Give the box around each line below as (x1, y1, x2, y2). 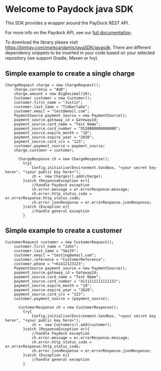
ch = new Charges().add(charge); (31, 174, 103, 179)
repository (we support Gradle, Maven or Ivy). (5, 55, 99, 61)
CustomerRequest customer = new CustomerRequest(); (5, 239, 114, 244)
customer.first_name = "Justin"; (14, 100, 83, 105)
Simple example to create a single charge (5, 70, 135, 78)
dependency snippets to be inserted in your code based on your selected (5, 50, 155, 56)
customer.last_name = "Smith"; (14, 248, 79, 253)
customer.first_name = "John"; (14, 244, 79, 249)
